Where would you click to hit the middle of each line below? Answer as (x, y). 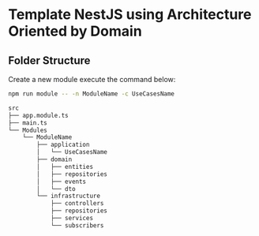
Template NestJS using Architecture (130, 15)
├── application (63, 145)
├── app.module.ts (38, 115)
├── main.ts (28, 123)
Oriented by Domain (75, 31)
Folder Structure (49, 60)
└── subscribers (77, 225)
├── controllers (77, 204)
